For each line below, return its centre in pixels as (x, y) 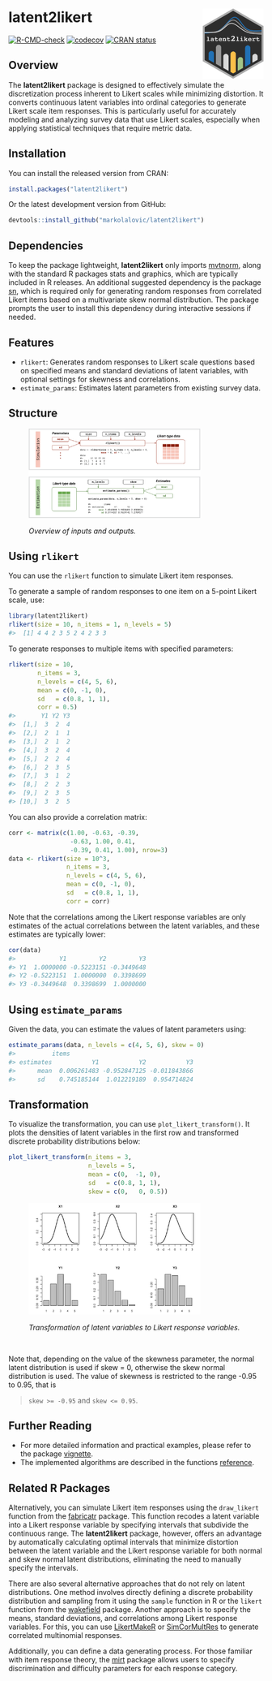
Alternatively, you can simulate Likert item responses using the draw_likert (134, 1508)
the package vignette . (57, 1454)
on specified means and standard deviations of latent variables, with (134, 370)
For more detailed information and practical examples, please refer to (136, 1446)
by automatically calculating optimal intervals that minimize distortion (123, 1542)
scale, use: (26, 600)
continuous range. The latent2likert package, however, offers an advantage (135, 1533)
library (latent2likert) (49, 616)
